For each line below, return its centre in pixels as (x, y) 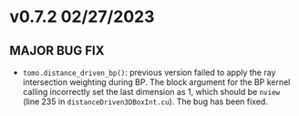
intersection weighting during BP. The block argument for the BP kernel (156, 82)
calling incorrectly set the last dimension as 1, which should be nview (151, 92)
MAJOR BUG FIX (57, 51)
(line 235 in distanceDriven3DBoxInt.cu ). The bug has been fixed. (145, 101)
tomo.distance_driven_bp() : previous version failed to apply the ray (149, 72)
